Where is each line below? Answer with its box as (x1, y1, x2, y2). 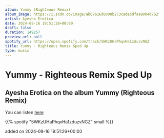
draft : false (5, 25, 32, 30)
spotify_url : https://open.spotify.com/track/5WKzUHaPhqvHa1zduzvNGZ (5, 39, 150, 44)
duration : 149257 (5, 30, 41, 35)
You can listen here (5, 109, 44, 115)
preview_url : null (5, 35, 42, 40)
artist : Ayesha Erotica (5, 16, 54, 21)
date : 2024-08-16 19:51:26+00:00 (5, 21, 73, 26)
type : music (5, 48, 29, 53)
